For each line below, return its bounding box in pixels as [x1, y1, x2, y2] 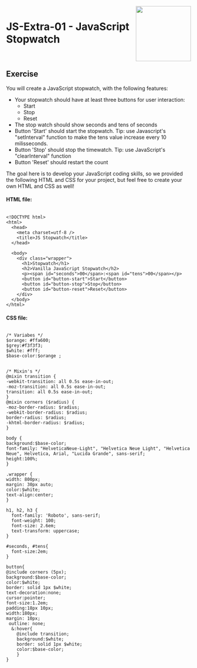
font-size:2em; [11, 549, 49, 555]
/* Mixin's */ [6, 368, 41, 374]
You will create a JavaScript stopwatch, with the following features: [6, 85, 168, 92]
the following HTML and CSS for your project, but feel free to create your [6, 176, 182, 183]
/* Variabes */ [6, 333, 43, 338]
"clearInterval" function [14, 152, 72, 159]
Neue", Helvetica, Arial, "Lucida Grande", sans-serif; [6, 451, 145, 457]
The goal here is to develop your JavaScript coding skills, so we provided [6, 170, 184, 177]
